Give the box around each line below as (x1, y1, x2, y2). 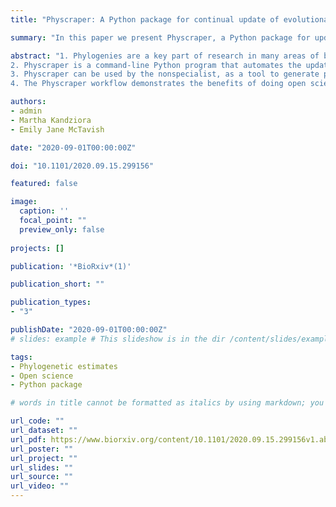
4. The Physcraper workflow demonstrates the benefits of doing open (10, 79, 307, 89)
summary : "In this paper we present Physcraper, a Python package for (10, 32, 311, 43)
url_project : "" (10, 453, 78, 463)
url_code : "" (10, 416, 65, 426)
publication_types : (10, 297, 92, 308)
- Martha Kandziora (10, 115, 92, 125)
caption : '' (19, 206, 70, 216)
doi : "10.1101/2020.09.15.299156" (10, 161, 155, 171)
